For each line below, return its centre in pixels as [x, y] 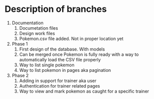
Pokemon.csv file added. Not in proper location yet [71, 39]
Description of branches [56, 9]
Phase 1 [20, 44]
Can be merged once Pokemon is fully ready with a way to [79, 54]
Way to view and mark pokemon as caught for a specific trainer [84, 91]
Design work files [37, 33]
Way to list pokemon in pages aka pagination [65, 70]
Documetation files [38, 28]
